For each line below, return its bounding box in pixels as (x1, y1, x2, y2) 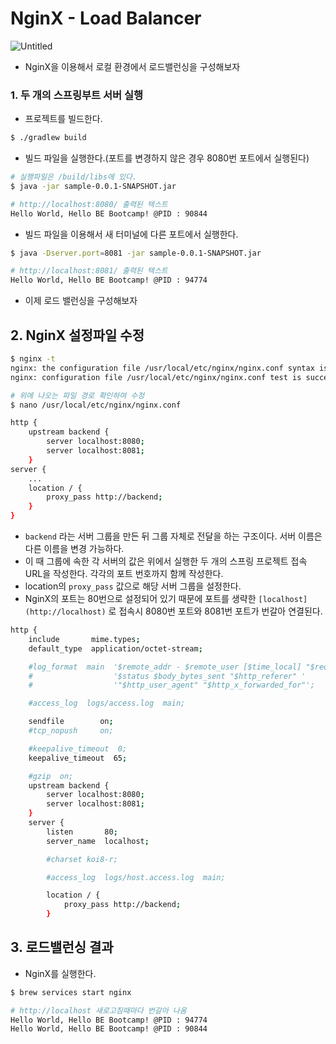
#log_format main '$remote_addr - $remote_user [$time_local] (28, 662, 302, 672)
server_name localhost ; (46, 836, 150, 846)
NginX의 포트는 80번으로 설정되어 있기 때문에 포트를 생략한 (24, 593, 257, 605)
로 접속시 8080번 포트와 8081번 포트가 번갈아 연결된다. (108, 605, 323, 617)
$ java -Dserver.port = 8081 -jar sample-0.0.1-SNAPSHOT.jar (10, 248, 262, 258)
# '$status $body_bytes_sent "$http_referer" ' (28, 671, 307, 681)
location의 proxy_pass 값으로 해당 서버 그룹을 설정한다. (24, 580, 242, 592)
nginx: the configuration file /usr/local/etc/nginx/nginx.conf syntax (10, 363, 315, 373)
